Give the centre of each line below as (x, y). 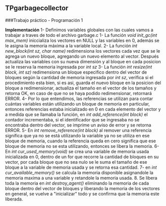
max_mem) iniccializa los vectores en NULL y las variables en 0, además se (82, 40)
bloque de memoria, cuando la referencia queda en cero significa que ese (81, 141)
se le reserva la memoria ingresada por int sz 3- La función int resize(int (79, 67)
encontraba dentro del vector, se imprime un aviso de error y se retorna (78, 125)
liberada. (14, 199)
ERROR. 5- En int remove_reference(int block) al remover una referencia (79, 130)
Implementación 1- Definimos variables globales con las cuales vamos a (79, 30)
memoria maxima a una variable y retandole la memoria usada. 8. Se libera (81, 178)
